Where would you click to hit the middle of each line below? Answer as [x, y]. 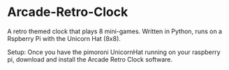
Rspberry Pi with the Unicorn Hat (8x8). [64, 38]
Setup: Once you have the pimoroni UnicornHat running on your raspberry [114, 52]
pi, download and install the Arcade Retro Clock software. [90, 59]
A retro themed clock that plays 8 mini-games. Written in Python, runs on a [114, 31]
